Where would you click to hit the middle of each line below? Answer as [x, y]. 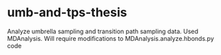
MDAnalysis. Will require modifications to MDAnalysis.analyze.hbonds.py [111, 38]
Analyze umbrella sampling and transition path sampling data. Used [103, 31]
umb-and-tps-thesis [67, 13]
